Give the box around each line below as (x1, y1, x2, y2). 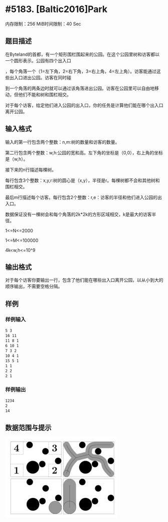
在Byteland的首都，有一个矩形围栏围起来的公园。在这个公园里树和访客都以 (5, 51, 159, 57)
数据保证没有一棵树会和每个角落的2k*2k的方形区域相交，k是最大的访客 (5, 211, 152, 217)
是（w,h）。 (5, 156, 28, 162)
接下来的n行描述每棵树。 (5, 166, 57, 172)
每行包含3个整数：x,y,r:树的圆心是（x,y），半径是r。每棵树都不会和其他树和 (5, 177, 160, 183)
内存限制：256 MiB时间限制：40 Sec (5, 21, 81, 27)
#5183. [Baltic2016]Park (5, 4, 108, 15)
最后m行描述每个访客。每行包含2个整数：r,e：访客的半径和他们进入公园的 (5, 194, 158, 200)
